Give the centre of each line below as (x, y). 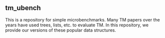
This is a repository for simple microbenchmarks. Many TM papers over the (83, 19)
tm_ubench (23, 8)
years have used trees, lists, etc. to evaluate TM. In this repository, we (77, 25)
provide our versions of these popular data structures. (61, 30)
